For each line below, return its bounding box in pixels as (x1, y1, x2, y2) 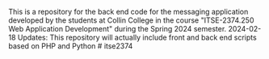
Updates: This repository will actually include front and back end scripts (17, 32, 257, 42)
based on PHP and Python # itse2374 (8, 41, 133, 51)
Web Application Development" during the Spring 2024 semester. (8, 24, 227, 33)
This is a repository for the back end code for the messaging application (8, 7, 249, 16)
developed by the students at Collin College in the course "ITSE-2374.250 (8, 15, 254, 25)
